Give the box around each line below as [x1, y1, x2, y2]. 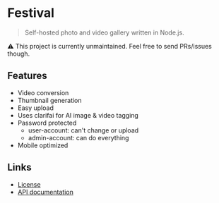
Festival [7, 5, 55, 21]
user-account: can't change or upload [28, 125, 139, 135]
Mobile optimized [17, 141, 69, 149]
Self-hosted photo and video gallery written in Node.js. [24, 28, 185, 37]
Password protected [17, 118, 77, 127]
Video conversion [17, 88, 69, 97]
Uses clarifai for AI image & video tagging [17, 111, 139, 119]
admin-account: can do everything [28, 133, 129, 142]
